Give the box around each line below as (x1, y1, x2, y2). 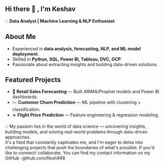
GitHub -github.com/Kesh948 (5, 155, 66, 161)
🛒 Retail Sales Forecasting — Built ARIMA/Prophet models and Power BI (12, 89, 160, 95)
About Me (5, 33, 36, 41)
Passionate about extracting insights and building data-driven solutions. (12, 61, 159, 67)
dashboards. (12, 94, 38, 100)
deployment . (12, 51, 39, 57)
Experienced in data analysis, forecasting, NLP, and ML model (12, 45, 141, 52)
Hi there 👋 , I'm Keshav (5, 5, 76, 13)
